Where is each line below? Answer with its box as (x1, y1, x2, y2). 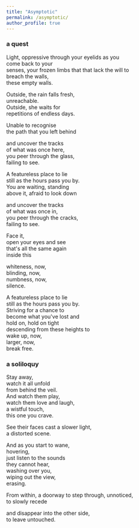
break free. (6, 345, 34, 352)
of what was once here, (6, 146, 65, 153)
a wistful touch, (6, 405, 45, 413)
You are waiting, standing (6, 183, 69, 190)
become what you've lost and (6, 313, 80, 320)
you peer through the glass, (6, 152, 75, 159)
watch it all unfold (6, 379, 51, 387)
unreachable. (6, 97, 39, 104)
